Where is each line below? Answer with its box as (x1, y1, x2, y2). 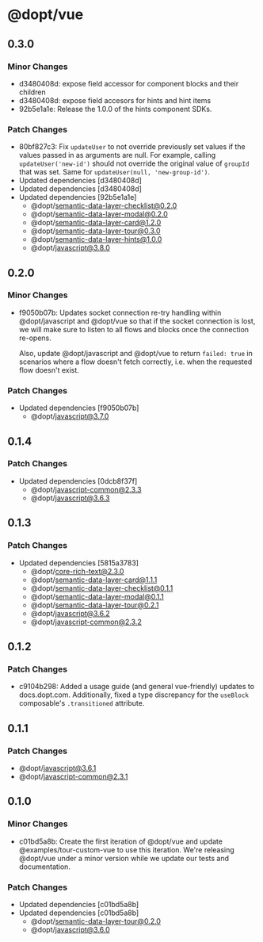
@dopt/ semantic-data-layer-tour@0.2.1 (30, 600, 159, 610)
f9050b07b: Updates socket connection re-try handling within (18, 308, 222, 317)
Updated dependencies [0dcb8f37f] (18, 476, 138, 485)
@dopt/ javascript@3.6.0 (30, 925, 110, 934)
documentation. (18, 862, 71, 871)
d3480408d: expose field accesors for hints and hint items (18, 95, 212, 105)
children (18, 87, 46, 97)
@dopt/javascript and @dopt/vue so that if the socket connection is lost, (18, 316, 256, 326)
